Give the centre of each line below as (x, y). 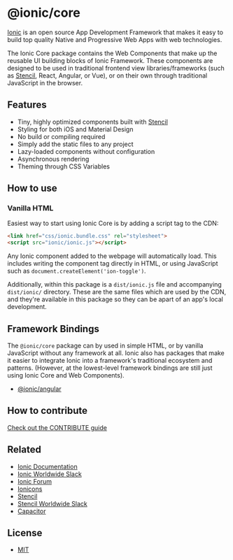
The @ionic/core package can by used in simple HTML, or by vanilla (105, 345)
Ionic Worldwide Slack (49, 474)
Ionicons (30, 489)
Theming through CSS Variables (64, 166)
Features (27, 105)
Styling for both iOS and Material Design (75, 129)
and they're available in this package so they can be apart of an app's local (115, 299)
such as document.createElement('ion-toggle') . (77, 271)
